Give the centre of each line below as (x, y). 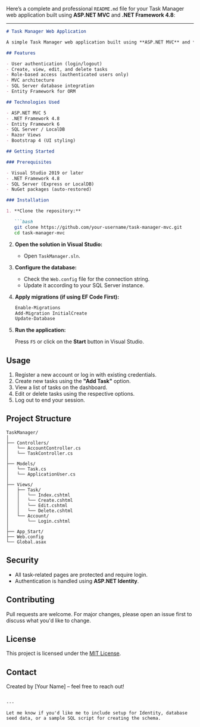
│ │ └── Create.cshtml (40, 500)
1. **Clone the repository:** (44, 211)
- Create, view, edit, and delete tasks (57, 69)
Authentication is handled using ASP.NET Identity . (77, 581)
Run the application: (40, 330)
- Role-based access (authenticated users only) (68, 75)
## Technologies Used (33, 102)
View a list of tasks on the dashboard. (61, 387)
